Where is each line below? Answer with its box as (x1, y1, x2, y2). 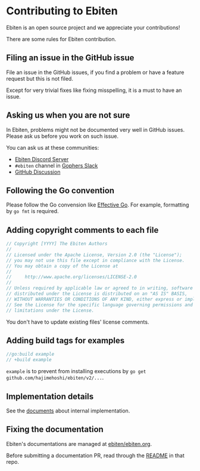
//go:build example (6, 351, 55, 358)
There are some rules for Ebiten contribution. (6, 35, 117, 42)
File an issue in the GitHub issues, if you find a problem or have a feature (6, 69, 185, 76)
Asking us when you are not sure (6, 110, 130, 121)
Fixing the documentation (6, 424, 104, 435)
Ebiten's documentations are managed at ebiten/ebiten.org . (6, 440, 152, 447)
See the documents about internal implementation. (6, 407, 130, 414)
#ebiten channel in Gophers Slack (14, 162, 98, 169)
